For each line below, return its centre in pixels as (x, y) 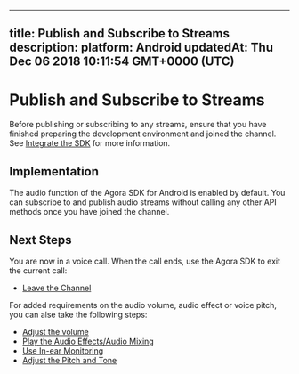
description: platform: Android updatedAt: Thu (141, 48)
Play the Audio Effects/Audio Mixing (88, 341)
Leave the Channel (57, 288)
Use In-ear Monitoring (63, 350)
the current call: (38, 270)
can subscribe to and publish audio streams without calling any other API (143, 202)
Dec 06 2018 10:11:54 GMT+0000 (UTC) (122, 62)
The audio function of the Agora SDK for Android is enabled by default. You (147, 193)
